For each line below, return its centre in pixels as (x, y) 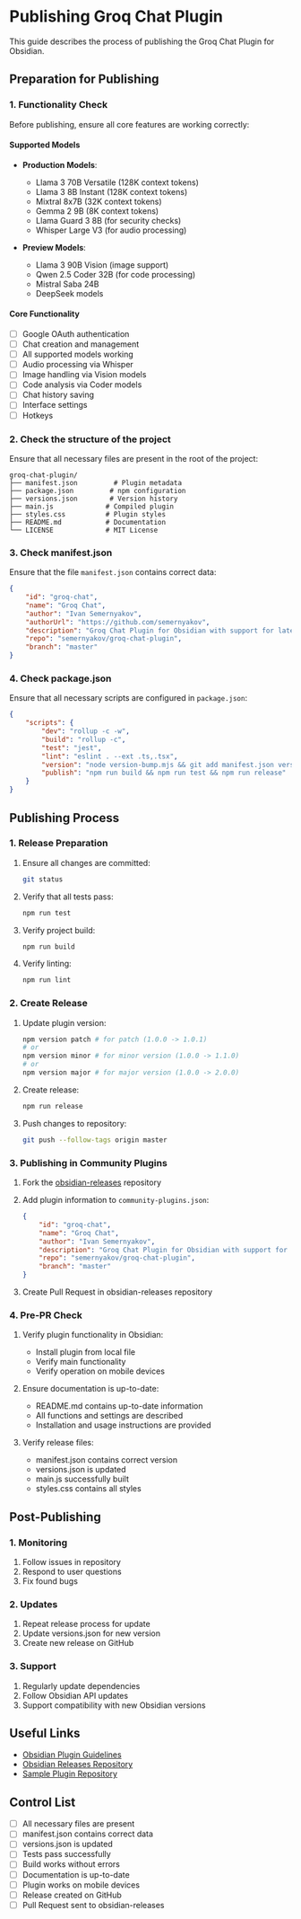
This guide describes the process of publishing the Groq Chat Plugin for (142, 41)
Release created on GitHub (72, 1895)
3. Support (33, 1667)
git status (43, 879)
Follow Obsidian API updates (75, 1695)
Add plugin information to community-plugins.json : (116, 1200)
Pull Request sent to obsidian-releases (93, 1905)
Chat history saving (58, 395)
